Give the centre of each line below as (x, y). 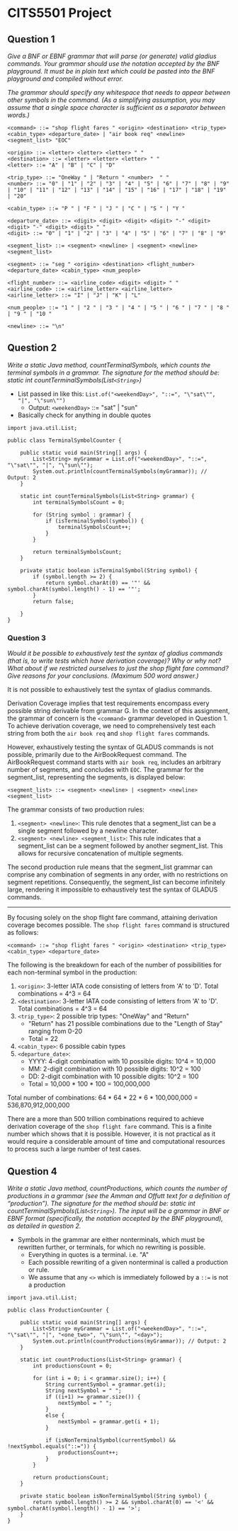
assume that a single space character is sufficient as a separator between (117, 107)
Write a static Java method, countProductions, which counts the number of (118, 1188)
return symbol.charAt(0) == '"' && (98, 583)
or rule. (39, 1270)
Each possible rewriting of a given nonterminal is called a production (128, 1262)
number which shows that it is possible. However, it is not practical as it (112, 1134)
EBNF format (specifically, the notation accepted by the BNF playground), (115, 1218)
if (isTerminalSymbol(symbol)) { (94, 521)
